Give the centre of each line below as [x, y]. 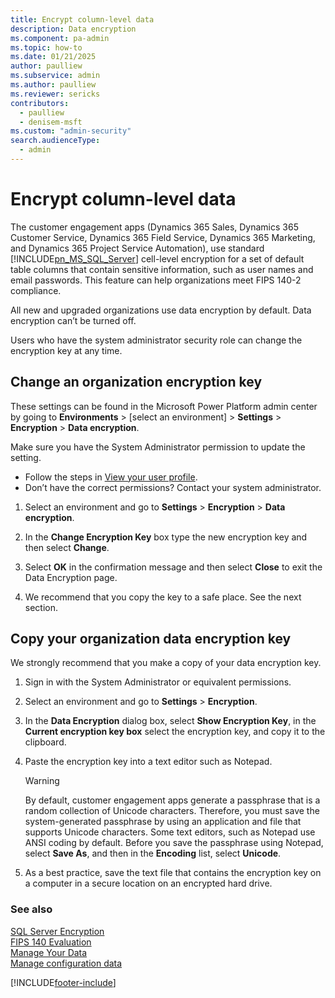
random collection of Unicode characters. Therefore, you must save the [172, 811]
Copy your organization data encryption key [151, 639]
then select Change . [67, 547]
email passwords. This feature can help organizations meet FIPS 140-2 [156, 280]
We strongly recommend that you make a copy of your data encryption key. [166, 663]
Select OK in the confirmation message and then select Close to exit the [173, 567]
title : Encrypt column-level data [82, 19]
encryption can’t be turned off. [73, 320]
